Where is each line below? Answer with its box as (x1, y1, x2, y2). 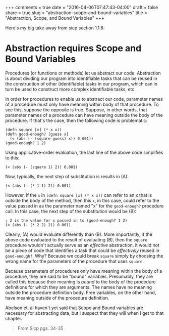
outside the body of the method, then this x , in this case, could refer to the (5, 197, 159, 203)
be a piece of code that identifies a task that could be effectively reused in (5, 247, 160, 254)
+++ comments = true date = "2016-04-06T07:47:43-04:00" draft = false (5, 5, 158, 10)
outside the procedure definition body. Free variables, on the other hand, (5, 289, 156, 296)
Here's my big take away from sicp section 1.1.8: (5, 25, 105, 31)
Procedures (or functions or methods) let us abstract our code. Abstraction (5, 70, 161, 76)
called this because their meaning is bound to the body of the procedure (5, 278, 156, 285)
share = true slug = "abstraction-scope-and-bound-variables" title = (5, 10, 148, 16)
